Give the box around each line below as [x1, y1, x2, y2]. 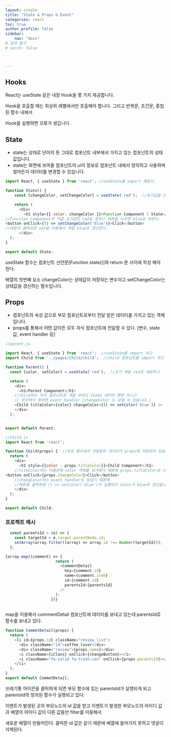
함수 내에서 [10, 109, 33, 116]
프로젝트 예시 [5, 518, 36, 525]
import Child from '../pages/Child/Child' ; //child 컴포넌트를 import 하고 [5, 356, 164, 361]
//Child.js [5, 435, 28, 440]
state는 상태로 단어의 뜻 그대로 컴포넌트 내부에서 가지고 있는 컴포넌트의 [12, 149, 154, 156]
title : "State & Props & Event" [5, 12, 74, 17]
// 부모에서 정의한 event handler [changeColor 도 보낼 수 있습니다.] [14, 398, 151, 403]
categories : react [5, 17, 44, 22]
